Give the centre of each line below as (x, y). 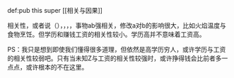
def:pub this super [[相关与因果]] (55, 10)
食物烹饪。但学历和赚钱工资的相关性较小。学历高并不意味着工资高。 (106, 34)
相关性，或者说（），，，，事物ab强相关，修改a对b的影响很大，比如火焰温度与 (117, 26)
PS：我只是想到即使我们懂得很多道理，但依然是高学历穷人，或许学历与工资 (117, 49)
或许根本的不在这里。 (57, 67)
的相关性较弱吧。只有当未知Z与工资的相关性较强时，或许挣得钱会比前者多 (115, 58)
